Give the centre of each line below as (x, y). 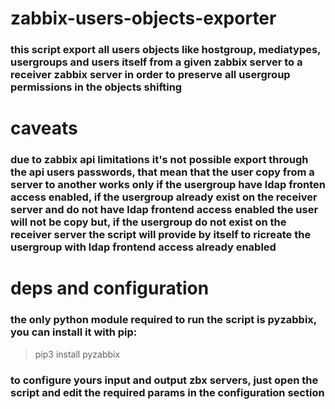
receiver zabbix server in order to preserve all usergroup (150, 75)
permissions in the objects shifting (96, 87)
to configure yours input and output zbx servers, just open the (164, 380)
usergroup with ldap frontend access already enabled (143, 247)
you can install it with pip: (74, 332)
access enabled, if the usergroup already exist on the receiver (164, 197)
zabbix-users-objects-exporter (143, 18)
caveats (44, 128)
